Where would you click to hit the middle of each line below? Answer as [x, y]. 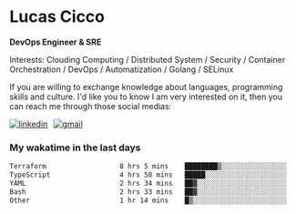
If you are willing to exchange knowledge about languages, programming [146, 87]
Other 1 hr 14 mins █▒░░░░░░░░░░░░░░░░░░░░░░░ [148, 200]
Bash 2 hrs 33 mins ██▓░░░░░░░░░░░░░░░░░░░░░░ [148, 192]
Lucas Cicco [57, 17]
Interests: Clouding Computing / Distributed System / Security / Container [148, 59]
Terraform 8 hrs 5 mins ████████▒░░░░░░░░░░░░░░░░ [148, 167]
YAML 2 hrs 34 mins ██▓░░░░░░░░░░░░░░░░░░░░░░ [148, 183]
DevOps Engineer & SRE [56, 42]
